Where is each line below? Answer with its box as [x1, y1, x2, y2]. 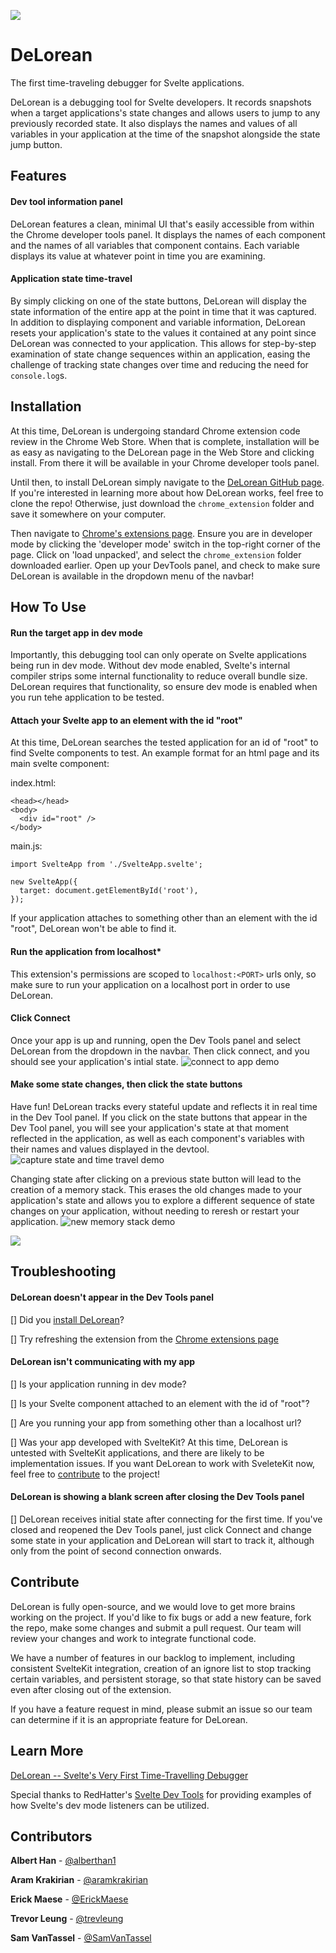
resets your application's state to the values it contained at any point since [10, 326, 317, 339]
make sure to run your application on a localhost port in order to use [10, 978, 291, 990]
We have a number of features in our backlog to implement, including [10, 1651, 296, 1664]
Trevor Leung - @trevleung [10, 1913, 124, 1925]
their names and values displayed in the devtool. [10, 1143, 210, 1155]
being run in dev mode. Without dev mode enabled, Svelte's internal [10, 660, 291, 672]
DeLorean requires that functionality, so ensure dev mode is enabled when [10, 681, 318, 693]
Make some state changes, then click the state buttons [10, 1078, 243, 1090]
